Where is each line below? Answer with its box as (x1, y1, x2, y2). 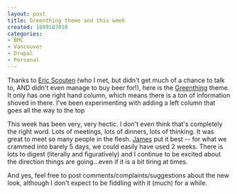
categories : (7, 30, 43, 38)
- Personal (7, 57, 40, 64)
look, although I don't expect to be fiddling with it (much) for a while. (7, 178, 208, 187)
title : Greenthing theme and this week (7, 17, 126, 24)
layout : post (7, 10, 46, 18)
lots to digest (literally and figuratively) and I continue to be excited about (7, 149, 221, 158)
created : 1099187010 (7, 23, 69, 30)
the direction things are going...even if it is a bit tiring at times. (7, 157, 188, 166)
